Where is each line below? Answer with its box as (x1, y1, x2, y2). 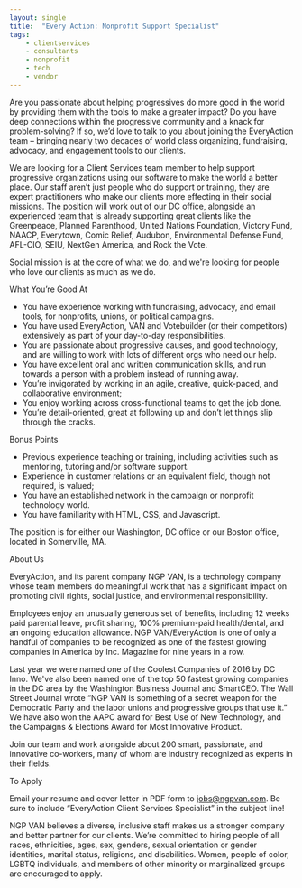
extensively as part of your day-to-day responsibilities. (22, 330, 226, 341)
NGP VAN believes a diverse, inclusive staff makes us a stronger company (9, 819, 286, 831)
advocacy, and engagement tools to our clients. (9, 145, 187, 155)
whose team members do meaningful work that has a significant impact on (9, 580, 288, 592)
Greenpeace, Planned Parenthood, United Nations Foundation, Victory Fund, (9, 220, 293, 230)
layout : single (9, 13, 67, 23)
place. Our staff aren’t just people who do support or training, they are (9, 182, 270, 192)
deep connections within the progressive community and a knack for (9, 116, 265, 126)
